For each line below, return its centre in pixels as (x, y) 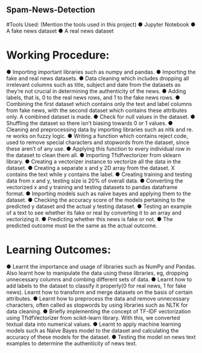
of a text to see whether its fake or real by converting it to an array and (94, 213)
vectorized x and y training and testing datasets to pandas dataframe (92, 187)
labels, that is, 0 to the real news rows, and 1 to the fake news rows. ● (93, 97)
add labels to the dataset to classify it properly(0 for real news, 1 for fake (96, 286)
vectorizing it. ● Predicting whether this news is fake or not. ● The (90, 219)
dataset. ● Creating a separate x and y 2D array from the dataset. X (90, 167)
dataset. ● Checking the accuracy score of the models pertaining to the (96, 200)
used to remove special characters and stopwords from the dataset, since (98, 142)
